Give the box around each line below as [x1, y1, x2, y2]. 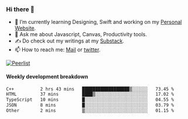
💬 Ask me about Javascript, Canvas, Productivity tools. [14, 31, 148, 38]
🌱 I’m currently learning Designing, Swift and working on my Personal [14, 19, 182, 26]
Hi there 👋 [6, 5, 35, 13]
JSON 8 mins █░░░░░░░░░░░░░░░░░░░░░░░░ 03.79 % [6, 102, 175, 108]
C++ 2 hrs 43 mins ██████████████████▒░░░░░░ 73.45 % [6, 86, 175, 92]
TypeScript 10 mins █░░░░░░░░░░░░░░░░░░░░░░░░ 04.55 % [6, 97, 175, 103]
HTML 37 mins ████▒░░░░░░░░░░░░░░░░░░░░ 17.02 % [6, 92, 175, 97]
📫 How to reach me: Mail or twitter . [14, 46, 101, 53]
